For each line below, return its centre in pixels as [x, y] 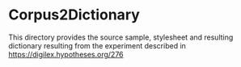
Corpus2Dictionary [74, 15]
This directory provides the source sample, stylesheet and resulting [121, 37]
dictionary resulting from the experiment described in [97, 45]
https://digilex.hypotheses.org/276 [66, 54]
